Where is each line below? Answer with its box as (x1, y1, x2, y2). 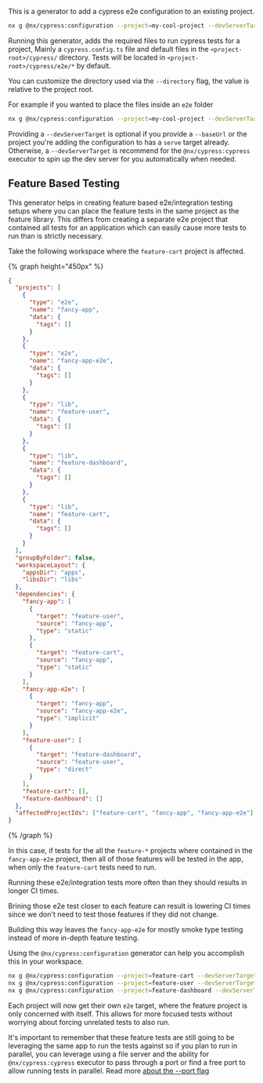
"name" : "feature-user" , (28, 408, 110, 416)
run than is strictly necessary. (8, 231, 104, 240)
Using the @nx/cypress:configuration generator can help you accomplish (8, 949, 245, 958)
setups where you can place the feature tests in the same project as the (8, 206, 240, 215)
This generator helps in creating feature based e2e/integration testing (8, 198, 233, 207)
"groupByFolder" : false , (15, 553, 96, 562)
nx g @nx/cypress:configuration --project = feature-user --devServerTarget (8, 979, 258, 987)
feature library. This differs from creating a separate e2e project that (8, 214, 229, 224)
